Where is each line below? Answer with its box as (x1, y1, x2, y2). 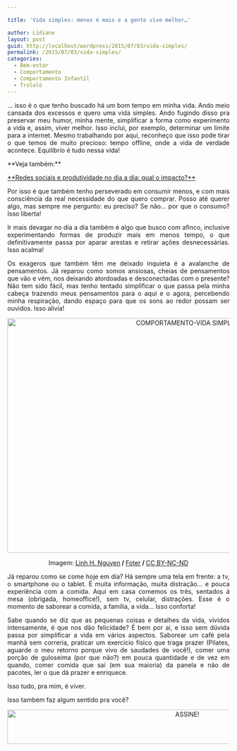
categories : (7, 56, 42, 63)
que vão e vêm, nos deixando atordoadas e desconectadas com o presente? (7, 274, 230, 283)
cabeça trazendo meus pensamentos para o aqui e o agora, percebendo (7, 289, 230, 297)
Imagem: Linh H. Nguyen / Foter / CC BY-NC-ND (48, 558, 189, 567)
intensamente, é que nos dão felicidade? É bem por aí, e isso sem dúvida (7, 623, 230, 631)
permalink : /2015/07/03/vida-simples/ (7, 49, 121, 56)
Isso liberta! (7, 209, 42, 218)
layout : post (7, 36, 46, 43)
